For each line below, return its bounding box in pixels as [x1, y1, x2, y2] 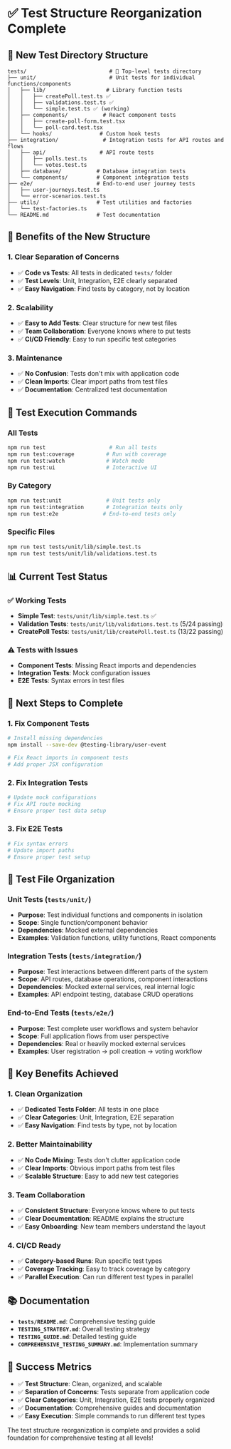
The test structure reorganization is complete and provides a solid [7, 1425, 200, 1434]
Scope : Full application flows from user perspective [17, 1032, 169, 1040]
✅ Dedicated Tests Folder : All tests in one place [17, 1105, 159, 1114]
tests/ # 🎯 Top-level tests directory [7, 68, 202, 75]
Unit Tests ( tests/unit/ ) [7, 894, 92, 904]
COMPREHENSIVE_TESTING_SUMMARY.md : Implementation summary [17, 1340, 198, 1348]
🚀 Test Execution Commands [7, 406, 137, 419]
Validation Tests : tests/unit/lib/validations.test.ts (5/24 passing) [17, 620, 223, 628]
